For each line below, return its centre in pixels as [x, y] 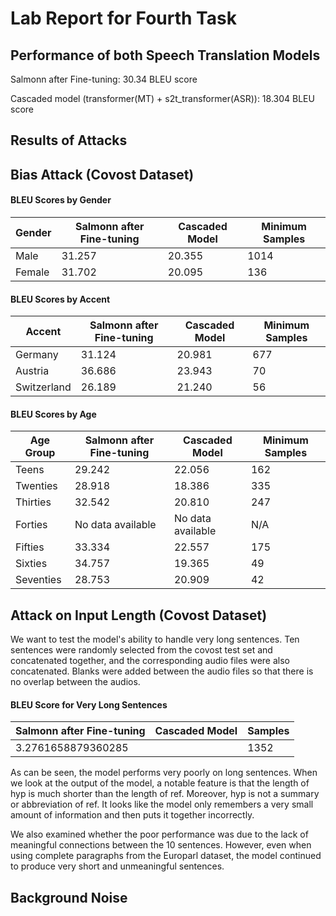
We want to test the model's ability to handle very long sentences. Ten [155, 639]
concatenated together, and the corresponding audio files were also [150, 661]
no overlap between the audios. [75, 682]
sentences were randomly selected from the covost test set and [141, 650]
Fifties [30, 547]
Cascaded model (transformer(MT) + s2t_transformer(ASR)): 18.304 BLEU [162, 98]
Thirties [33, 502]
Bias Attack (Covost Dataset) [102, 174]
